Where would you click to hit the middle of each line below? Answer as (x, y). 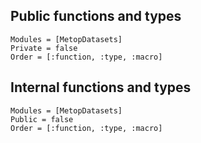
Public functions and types (96, 16)
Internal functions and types (101, 87)
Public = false (42, 119)
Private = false (44, 48)
